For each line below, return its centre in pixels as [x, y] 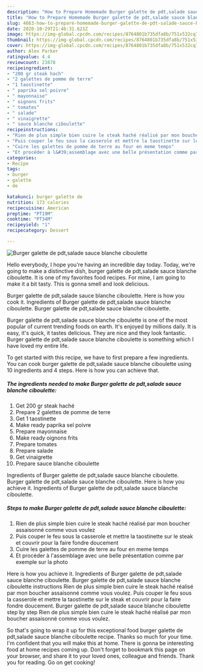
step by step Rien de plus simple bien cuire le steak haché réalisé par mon [99, 612]
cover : [15, 46]
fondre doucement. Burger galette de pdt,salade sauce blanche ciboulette [98, 606]
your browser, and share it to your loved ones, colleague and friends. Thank [101, 656]
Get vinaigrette [34, 457]
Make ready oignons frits [46, 438]
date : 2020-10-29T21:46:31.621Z [47, 29]
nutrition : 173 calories [38, 202]
